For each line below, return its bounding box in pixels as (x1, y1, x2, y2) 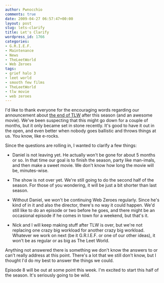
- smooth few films (5, 80, 45, 85)
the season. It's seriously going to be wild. (5, 272, 91, 278)
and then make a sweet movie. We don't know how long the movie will (12, 163, 154, 168)
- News (5, 52, 19, 58)
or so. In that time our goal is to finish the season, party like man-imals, (12, 157, 156, 163)
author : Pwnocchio (5, 7, 43, 12)
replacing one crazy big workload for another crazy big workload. (12, 227, 145, 233)
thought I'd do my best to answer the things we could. (5, 258, 114, 263)
